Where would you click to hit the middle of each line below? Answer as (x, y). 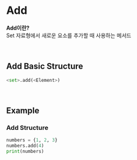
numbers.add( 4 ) (25, 146)
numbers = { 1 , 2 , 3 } (32, 140)
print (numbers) (25, 152)
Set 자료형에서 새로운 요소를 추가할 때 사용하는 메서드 (69, 35)
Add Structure (27, 128)
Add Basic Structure (45, 66)
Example (23, 111)
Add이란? (18, 28)
